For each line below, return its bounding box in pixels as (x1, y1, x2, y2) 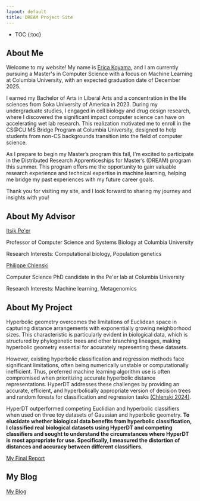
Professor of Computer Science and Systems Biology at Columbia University (6, 239, 194, 246)
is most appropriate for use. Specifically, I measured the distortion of (6, 436, 180, 444)
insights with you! (6, 194, 49, 201)
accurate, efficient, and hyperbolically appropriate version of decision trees (6, 387, 191, 394)
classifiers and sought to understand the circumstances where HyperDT (6, 430, 189, 437)
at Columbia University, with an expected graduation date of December (6, 77, 180, 84)
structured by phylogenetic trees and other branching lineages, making (6, 337, 180, 344)
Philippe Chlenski (6, 262, 49, 269)
